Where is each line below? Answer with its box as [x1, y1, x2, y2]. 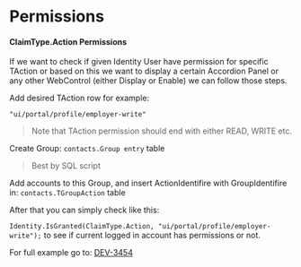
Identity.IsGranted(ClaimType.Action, [9, 222, 155, 231]
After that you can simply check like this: [9, 204, 160, 216]
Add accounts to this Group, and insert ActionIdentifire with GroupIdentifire [9, 177, 288, 189]
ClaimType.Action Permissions [9, 36, 128, 47]
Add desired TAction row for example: [9, 92, 150, 104]
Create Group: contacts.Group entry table [9, 143, 165, 154]
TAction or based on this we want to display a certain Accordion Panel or [9, 65, 279, 77]
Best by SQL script [31, 160, 102, 171]
